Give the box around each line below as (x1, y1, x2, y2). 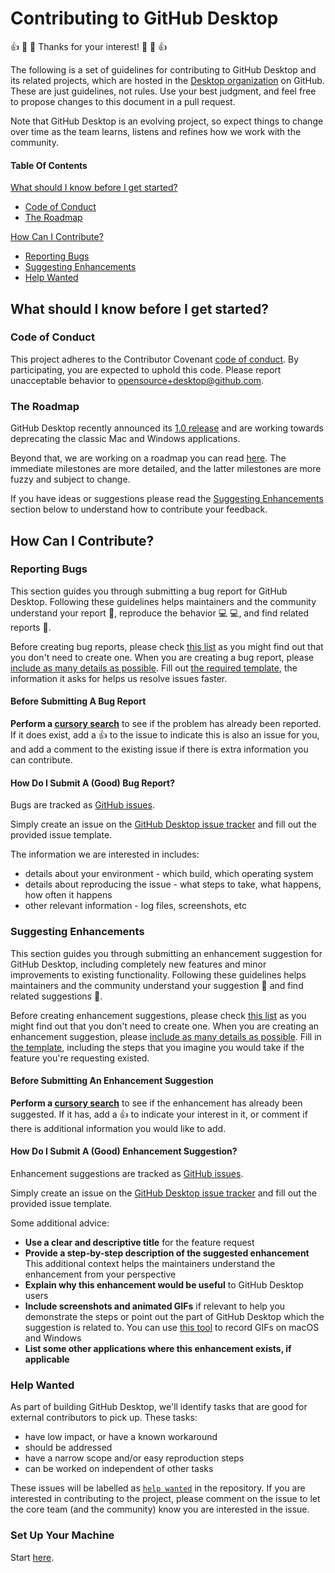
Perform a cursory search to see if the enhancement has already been (10, 1097, 303, 1109)
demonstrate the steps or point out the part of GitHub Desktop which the (24, 1310, 325, 1322)
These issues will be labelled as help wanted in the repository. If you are (10, 1482, 306, 1494)
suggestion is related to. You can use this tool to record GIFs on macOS (24, 1321, 320, 1333)
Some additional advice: (10, 1217, 110, 1229)
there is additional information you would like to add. (10, 1122, 227, 1134)
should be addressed (24, 1442, 113, 1454)
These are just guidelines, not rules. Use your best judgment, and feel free (10, 85, 317, 97)
